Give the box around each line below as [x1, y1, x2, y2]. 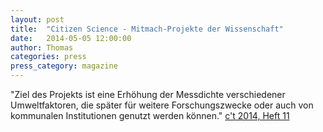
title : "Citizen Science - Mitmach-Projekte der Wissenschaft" [10, 24, 284, 34]
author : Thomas [10, 42, 74, 53]
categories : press [10, 52, 87, 62]
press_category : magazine [10, 61, 118, 71]
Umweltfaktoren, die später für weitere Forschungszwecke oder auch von [10, 99, 314, 111]
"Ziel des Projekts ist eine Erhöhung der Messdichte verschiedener [10, 89, 286, 100]
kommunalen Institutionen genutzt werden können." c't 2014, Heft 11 [10, 110, 290, 121]
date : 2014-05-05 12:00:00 [10, 33, 132, 43]
